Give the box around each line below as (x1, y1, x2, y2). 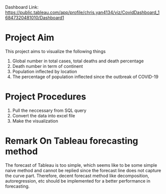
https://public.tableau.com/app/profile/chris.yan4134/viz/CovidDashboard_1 (5, 9, 160, 15)
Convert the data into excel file (12, 112, 75, 118)
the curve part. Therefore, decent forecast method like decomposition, (5, 173, 150, 179)
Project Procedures (5, 91, 87, 102)
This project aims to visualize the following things (5, 48, 106, 54)
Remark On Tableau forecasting (5, 136, 139, 146)
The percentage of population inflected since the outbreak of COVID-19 (12, 74, 159, 80)
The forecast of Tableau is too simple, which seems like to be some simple (5, 162, 158, 168)
